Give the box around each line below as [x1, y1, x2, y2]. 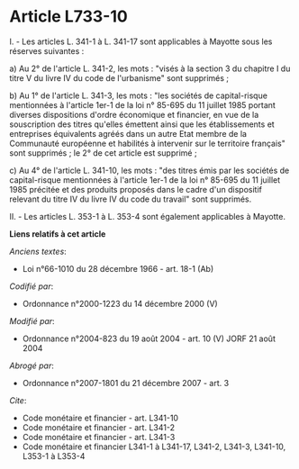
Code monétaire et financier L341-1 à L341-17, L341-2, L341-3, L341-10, [22, 441, 286, 452]
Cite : [9, 394, 27, 406]
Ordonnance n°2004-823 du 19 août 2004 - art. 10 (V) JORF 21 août [22, 333, 276, 344]
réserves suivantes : [9, 45, 85, 56]
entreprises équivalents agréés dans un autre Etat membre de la [9, 128, 248, 139]
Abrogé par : [9, 360, 54, 371]
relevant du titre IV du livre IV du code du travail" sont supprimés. [9, 194, 252, 204]
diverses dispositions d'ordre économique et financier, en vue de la [9, 109, 259, 120]
